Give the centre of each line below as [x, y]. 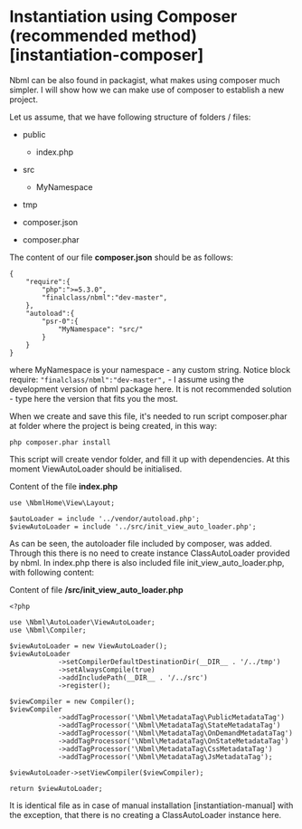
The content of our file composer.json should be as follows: [121, 257]
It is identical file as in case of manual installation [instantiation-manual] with [151, 805]
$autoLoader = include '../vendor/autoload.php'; [105, 519]
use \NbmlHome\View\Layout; [62, 503]
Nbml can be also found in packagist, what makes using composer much [145, 80]
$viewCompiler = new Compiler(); [72, 701]
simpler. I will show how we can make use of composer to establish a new [147, 90]
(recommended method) [103, 36]
